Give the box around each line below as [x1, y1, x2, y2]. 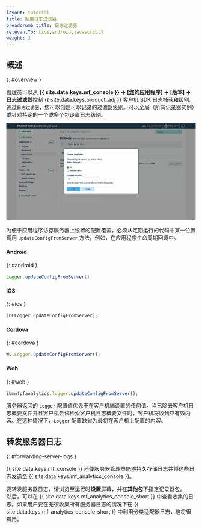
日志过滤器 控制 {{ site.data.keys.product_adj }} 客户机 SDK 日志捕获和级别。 [6, 96, 195, 103]
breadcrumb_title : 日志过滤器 [6, 22, 78, 28]
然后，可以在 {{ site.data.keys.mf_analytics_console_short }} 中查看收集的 [6, 493, 188, 500]
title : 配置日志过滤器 [6, 16, 57, 22]
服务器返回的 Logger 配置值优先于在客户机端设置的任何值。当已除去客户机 [6, 402, 189, 409]
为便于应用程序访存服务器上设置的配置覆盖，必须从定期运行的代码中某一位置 [6, 226, 196, 234]
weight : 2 [6, 35, 31, 42]
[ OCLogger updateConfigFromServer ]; [6, 313, 98, 319]
